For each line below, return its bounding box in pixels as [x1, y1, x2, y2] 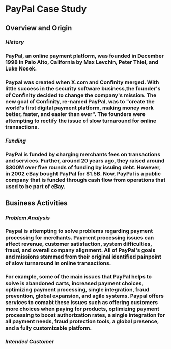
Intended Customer [5, 338, 54, 345]
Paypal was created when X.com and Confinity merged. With [5, 79, 159, 86]
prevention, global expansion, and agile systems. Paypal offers [5, 292, 164, 299]
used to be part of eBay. [5, 183, 66, 190]
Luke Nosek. [5, 65, 37, 72]
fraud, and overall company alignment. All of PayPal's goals [5, 247, 156, 254]
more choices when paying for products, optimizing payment [5, 305, 159, 312]
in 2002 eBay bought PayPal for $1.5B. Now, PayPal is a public [5, 170, 161, 177]
